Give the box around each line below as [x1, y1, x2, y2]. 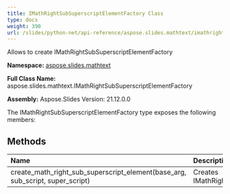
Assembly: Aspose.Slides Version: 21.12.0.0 [7, 95, 131, 104]
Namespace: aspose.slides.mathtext [7, 61, 111, 69]
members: [7, 116, 36, 124]
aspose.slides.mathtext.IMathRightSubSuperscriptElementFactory [7, 82, 193, 90]
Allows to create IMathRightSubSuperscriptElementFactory [7, 48, 173, 56]
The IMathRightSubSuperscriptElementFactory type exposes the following [7, 108, 216, 117]
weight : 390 [7, 23, 41, 29]
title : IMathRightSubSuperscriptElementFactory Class [7, 10, 164, 17]
